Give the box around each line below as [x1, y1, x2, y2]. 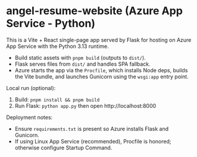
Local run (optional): [6, 84, 56, 91]
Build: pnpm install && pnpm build [14, 96, 100, 103]
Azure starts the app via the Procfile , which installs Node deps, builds [14, 66, 188, 73]
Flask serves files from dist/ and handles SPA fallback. [14, 60, 151, 68]
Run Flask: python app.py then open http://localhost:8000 [14, 102, 157, 109]
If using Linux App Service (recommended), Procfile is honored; [14, 137, 171, 145]
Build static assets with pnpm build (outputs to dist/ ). [14, 54, 146, 61]
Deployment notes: [6, 114, 53, 121]
